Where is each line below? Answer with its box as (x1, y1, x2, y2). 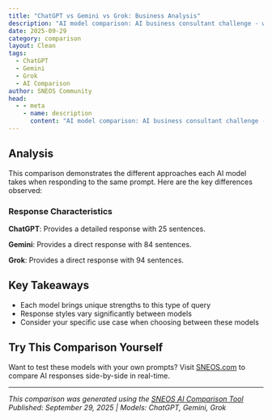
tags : (8, 49, 27, 57)
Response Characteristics (8, 205, 113, 216)
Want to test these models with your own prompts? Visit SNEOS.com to (8, 362, 245, 372)
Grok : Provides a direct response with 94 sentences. (8, 255, 185, 265)
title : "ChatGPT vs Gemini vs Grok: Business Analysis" (8, 11, 201, 20)
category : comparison (8, 34, 82, 43)
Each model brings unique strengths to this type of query (19, 300, 211, 309)
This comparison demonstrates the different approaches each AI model (8, 168, 247, 178)
